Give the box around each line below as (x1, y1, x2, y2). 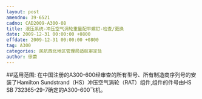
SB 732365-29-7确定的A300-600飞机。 (6, 86, 106, 94)
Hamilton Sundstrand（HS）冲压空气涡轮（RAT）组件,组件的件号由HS (16, 78, 192, 86)
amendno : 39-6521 (6, 14, 50, 21)
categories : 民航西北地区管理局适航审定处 (6, 48, 103, 54)
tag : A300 (6, 43, 32, 49)
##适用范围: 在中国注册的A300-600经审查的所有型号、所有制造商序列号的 (6, 71, 191, 78)
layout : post (6, 8, 39, 15)
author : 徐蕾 (6, 54, 38, 60)
